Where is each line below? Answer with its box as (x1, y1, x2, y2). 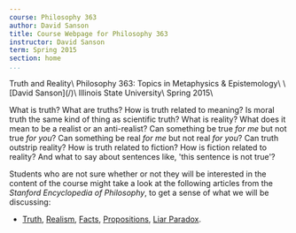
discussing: (9, 197, 51, 207)
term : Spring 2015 (9, 46, 77, 55)
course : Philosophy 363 (9, 12, 97, 22)
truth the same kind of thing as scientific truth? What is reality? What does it (9, 114, 286, 124)
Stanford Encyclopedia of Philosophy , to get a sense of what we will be (9, 187, 269, 198)
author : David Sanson (9, 21, 90, 30)
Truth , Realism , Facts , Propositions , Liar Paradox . (21, 214, 202, 224)
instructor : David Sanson (9, 37, 105, 47)
